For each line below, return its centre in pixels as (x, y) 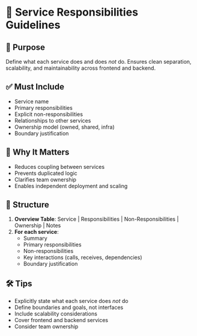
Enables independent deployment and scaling (71, 186)
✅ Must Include (35, 87)
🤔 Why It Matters (38, 152)
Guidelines (33, 25)
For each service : (36, 232)
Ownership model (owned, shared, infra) (64, 127)
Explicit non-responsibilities (49, 114)
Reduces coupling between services (59, 166)
